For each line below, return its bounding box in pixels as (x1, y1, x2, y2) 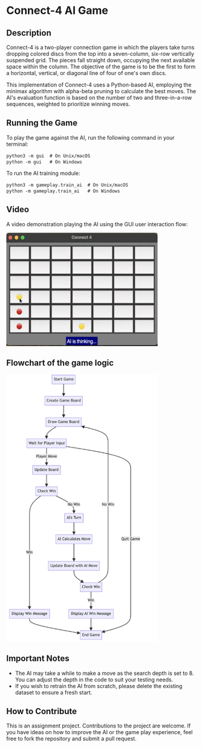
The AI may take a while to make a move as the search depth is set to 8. (15, 669, 194, 677)
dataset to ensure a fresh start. (15, 689, 93, 696)
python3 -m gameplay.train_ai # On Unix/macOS (6, 182, 129, 188)
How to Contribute (6, 706, 77, 717)
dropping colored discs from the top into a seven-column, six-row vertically (6, 50, 195, 57)
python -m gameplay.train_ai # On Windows (6, 188, 120, 194)
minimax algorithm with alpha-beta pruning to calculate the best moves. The (6, 88, 197, 94)
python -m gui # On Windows (6, 158, 83, 165)
